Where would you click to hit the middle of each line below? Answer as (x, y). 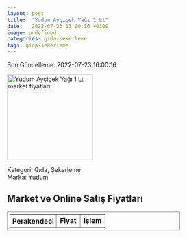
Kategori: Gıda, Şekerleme (44, 170)
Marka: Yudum (28, 177)
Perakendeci (34, 221)
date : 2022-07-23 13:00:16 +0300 (58, 26)
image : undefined (32, 33)
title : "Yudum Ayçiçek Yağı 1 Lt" (58, 20)
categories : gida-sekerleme (47, 39)
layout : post (26, 13)
